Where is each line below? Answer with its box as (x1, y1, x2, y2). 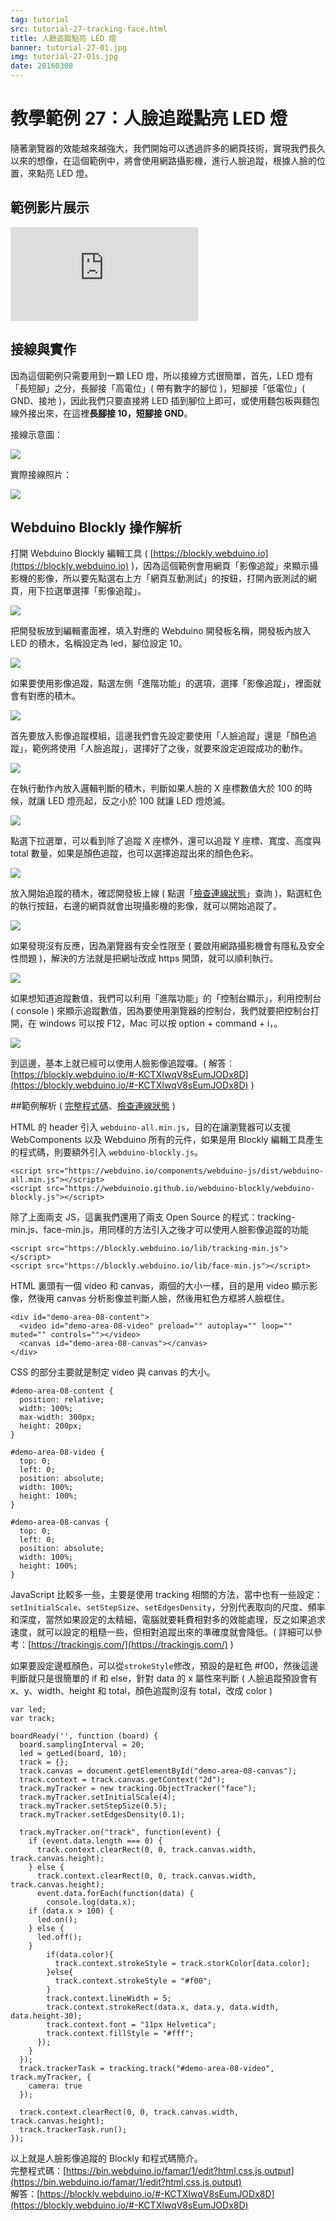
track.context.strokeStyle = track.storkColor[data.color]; (54, 1959, 311, 1969)
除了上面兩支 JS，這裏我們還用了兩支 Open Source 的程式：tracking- (10, 1211, 296, 1223)
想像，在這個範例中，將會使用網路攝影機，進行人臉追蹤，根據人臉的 (36, 154, 317, 166)
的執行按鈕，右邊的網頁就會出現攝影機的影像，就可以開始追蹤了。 (10, 900, 282, 912)
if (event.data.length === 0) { (28, 1836, 163, 1846)
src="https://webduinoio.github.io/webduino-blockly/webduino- (46, 1184, 315, 1194)
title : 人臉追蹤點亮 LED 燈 (10, 33, 117, 43)
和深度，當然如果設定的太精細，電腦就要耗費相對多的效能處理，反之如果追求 (10, 1614, 326, 1626)
